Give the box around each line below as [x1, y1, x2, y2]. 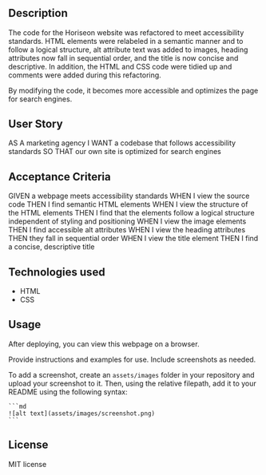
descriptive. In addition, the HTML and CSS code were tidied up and [8, 61, 232, 71]
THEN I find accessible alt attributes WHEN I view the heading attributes [8, 225, 246, 235]
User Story [8, 117, 63, 130]
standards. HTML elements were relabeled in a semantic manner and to [8, 36, 244, 46]
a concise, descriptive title [8, 242, 95, 251]
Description [8, 6, 68, 20]
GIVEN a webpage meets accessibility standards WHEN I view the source [8, 191, 250, 201]
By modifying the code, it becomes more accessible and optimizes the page [8, 85, 259, 95]
